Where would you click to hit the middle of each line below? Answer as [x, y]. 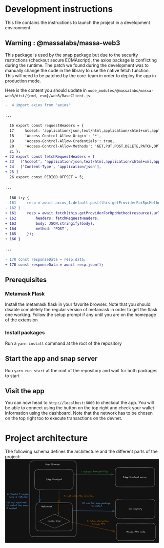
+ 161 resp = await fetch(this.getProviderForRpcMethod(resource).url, [84, 213]
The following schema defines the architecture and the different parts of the [81, 452]
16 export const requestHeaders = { [47, 126]
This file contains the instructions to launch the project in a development [78, 22]
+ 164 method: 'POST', [37, 229]
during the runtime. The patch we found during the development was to [77, 65]
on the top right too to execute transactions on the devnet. [64, 418]
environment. [18, 27]
